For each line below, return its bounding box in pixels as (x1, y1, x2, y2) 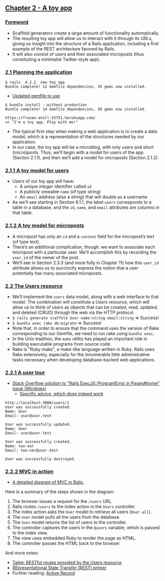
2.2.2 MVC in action (5, 468, 54, 475)
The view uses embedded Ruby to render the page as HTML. (12, 535, 136, 541)
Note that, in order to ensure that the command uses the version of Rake (12, 325, 159, 331)
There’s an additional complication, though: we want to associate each (12, 244, 155, 250)
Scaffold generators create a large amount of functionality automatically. (12, 30, 160, 36)
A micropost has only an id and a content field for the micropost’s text (12, 233, 155, 239)
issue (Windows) (12, 386, 47, 392)
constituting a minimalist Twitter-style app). (12, 56, 100, 62)
